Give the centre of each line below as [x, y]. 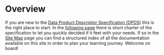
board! [12, 48]
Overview [25, 9]
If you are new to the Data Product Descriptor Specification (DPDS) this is [80, 22]
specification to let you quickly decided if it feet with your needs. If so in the [82, 33]
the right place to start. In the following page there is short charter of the [79, 27]
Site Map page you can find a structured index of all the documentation [77, 38]
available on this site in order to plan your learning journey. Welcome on [78, 43]
